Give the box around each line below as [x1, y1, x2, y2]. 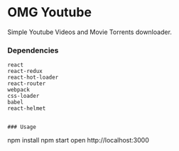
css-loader [7, 93, 40, 100]
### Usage [7, 123, 37, 131]
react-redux [7, 68, 43, 75]
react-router [7, 80, 46, 87]
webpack [7, 86, 31, 94]
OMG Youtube [7, 4, 92, 21]
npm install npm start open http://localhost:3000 [7, 136, 149, 145]
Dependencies [7, 45, 59, 55]
